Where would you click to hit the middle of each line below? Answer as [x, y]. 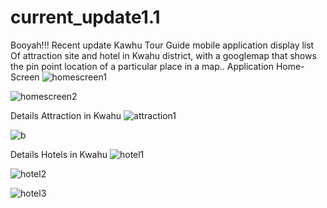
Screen [25, 77]
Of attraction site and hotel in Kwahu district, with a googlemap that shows [163, 55]
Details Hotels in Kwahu [59, 154]
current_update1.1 [85, 17]
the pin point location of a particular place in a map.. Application [142, 66]
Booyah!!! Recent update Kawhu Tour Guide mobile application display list [162, 45]
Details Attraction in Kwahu [66, 115]
